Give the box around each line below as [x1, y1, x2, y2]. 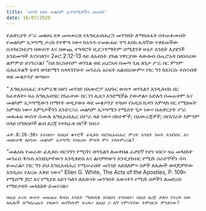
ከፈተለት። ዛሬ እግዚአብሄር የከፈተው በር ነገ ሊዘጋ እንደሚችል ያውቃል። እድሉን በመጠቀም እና [6, 92, 193, 99]
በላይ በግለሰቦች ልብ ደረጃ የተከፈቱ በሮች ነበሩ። [6, 119, 100, 127]
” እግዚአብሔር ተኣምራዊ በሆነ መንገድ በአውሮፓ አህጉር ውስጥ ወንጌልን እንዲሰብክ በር [6, 85, 179, 92]
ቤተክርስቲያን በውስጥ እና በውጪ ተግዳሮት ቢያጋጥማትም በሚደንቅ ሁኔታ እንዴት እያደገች [6, 45, 185, 53]
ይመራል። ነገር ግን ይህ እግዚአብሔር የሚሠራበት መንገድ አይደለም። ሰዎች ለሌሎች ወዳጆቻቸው [6, 161, 194, 169]
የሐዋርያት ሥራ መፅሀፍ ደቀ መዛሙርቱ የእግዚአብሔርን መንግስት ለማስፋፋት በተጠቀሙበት [6, 31, 186, 39]
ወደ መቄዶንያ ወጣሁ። [6, 73, 50, 80]
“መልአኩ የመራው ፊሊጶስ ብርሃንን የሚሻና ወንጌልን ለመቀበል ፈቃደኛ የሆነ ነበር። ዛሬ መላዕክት [6, 147, 193, 155]
